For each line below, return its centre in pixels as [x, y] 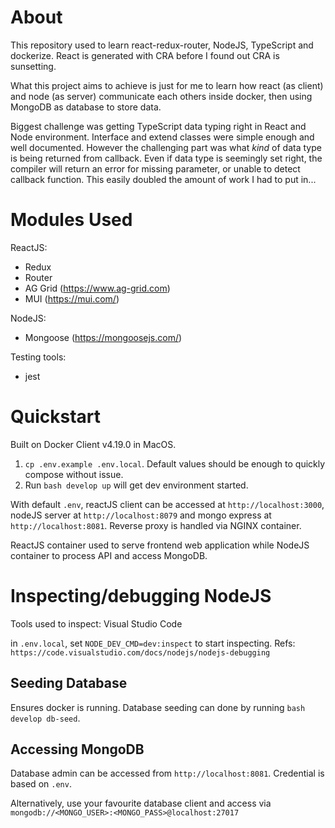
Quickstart [56, 417]
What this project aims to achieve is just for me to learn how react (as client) [167, 85]
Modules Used [71, 220]
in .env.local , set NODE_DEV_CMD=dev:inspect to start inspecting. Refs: [153, 643]
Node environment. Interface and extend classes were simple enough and [162, 137]
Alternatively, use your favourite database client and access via [141, 803]
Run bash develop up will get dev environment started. [136, 485]
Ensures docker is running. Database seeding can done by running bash [158, 707]
